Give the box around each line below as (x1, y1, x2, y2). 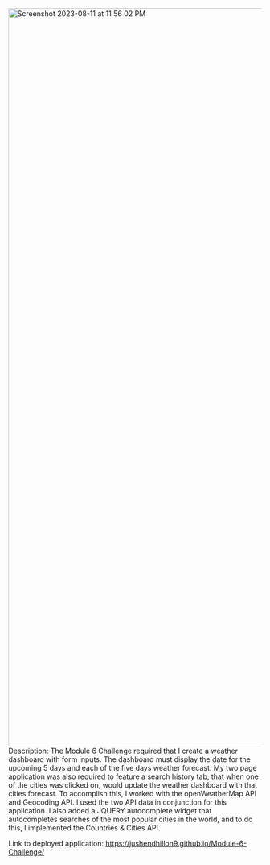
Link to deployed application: (8, 838, 104, 848)
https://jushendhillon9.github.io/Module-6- (105, 838, 247, 848)
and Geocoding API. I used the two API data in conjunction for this (8, 797, 227, 807)
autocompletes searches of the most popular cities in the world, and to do (8, 814, 253, 824)
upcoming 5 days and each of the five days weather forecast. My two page (8, 763, 257, 772)
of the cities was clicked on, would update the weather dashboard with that (8, 780, 258, 789)
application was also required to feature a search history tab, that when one (8, 771, 259, 781)
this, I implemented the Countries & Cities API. (8, 823, 161, 833)
